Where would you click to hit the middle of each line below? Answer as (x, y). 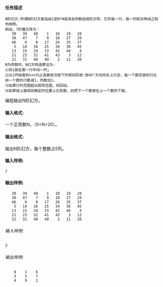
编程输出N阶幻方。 (24, 101)
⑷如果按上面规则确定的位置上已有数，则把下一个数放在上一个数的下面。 (67, 91)
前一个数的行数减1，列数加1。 (31, 80)
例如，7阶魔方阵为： (23, 29)
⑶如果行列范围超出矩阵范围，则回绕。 (38, 86)
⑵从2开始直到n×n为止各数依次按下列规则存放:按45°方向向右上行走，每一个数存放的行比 (81, 75)
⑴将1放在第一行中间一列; (27, 70)
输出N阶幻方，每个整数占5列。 (36, 148)
